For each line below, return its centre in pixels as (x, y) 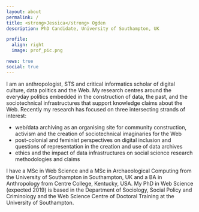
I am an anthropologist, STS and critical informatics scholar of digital (91, 84)
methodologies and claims (47, 159)
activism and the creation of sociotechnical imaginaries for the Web (98, 134)
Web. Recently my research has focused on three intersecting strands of (96, 109)
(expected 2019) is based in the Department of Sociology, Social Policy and (99, 190)
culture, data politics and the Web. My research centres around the (89, 90)
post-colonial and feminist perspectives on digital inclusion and (93, 140)
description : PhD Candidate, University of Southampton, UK (83, 28)
